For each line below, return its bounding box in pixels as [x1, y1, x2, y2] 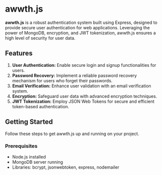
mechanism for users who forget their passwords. [12, 78, 113, 83]
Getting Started [5, 118, 53, 126]
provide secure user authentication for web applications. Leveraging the [5, 24, 150, 30]
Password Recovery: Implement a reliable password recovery [12, 72, 137, 78]
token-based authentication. [12, 103, 69, 109]
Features [5, 49, 33, 58]
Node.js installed [12, 154, 46, 159]
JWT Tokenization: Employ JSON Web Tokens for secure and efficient [12, 98, 155, 104]
